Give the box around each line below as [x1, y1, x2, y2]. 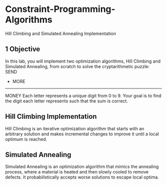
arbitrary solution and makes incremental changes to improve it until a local [5, 131, 159, 137]
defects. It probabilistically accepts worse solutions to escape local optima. [5, 174, 159, 180]
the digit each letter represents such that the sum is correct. [5, 98, 128, 104]
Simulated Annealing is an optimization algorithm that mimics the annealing [5, 164, 159, 170]
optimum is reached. [5, 136, 47, 142]
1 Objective [5, 45, 41, 53]
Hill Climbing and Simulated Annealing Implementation [5, 30, 116, 36]
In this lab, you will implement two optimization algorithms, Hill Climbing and [5, 58, 161, 64]
